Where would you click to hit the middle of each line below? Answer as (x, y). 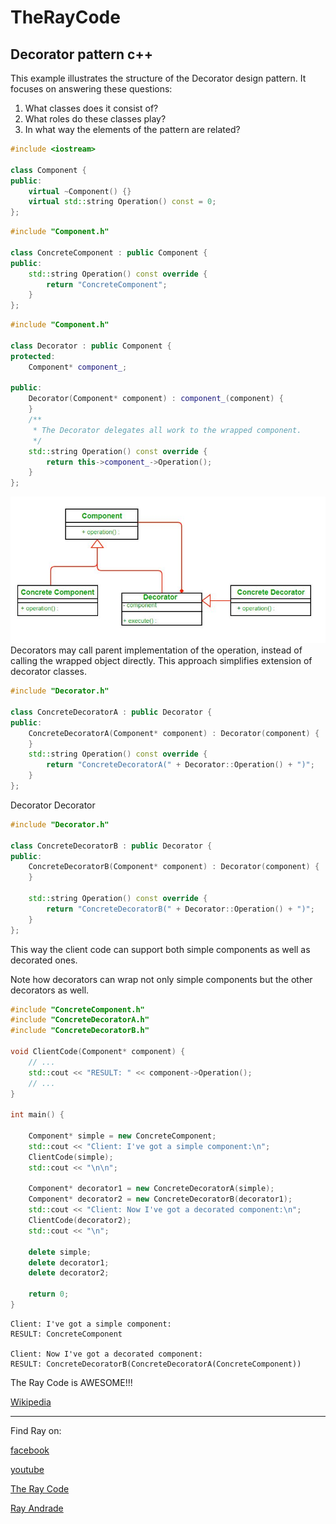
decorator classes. (48, 672)
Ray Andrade (37, 1508)
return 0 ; (49, 1294)
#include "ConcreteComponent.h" (77, 1009)
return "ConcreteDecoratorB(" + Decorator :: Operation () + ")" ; (180, 909)
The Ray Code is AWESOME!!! (71, 1382)
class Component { (48, 170)
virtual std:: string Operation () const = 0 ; (122, 202)
